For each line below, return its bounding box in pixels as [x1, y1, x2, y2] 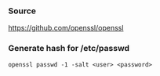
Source [8, 5, 37, 16]
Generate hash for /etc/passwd [8, 43, 130, 54]
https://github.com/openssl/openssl [8, 24, 124, 33]
